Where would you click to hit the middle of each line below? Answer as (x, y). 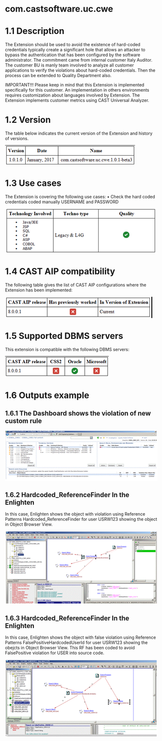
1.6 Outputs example (47, 395)
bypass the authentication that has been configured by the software (73, 55)
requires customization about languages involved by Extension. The (73, 95)
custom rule (23, 421)
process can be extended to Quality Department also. (58, 76)
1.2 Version (28, 120)
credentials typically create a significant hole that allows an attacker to (75, 50)
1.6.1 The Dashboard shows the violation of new (78, 413)
